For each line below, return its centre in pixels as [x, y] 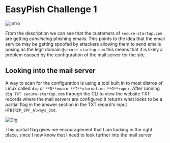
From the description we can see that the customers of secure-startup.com [84, 33]
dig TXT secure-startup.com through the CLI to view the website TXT [78, 94]
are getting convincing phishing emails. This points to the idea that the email [85, 39]
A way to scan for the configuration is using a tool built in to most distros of [84, 83]
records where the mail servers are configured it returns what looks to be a [84, 99]
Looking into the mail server [50, 71]
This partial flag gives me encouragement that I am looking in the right [79, 129]
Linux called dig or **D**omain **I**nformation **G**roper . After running [83, 88]
